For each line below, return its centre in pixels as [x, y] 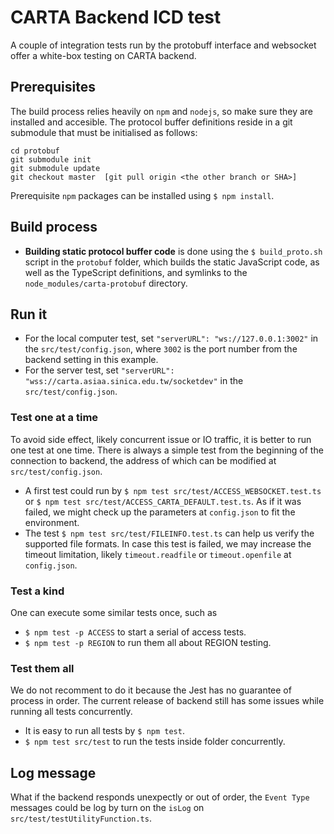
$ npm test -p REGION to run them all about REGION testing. [148, 642]
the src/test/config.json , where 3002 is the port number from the [161, 349]
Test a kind [37, 591]
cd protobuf [35, 151]
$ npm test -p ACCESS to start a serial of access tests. [135, 632]
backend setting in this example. [91, 360]
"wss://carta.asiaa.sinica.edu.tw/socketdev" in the [134, 381]
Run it [29, 314]
